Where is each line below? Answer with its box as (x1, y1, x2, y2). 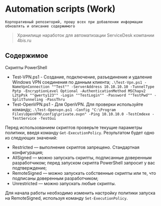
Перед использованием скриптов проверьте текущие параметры (5, 124, 142, 130)
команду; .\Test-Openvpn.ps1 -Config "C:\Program (12, 106, 116, 112)
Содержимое (5, 52, 48, 60)
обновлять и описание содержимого (5, 23, 76, 29)
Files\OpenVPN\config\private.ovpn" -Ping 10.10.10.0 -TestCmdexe (12, 112, 150, 116)
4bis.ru (17, 37, 32, 43)
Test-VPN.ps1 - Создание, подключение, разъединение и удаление (12, 74, 152, 80)
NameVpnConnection (12, 84, 50, 89)
